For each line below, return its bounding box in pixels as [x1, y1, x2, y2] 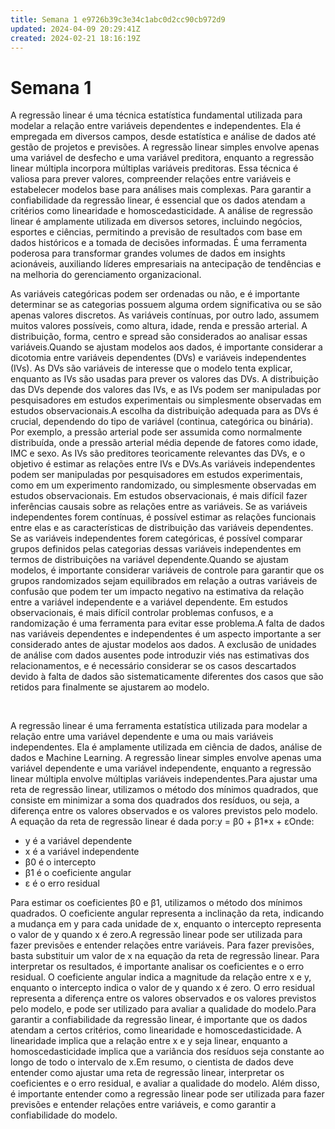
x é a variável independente [24, 846, 140, 858]
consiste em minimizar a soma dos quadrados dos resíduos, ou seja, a [10, 794, 300, 806]
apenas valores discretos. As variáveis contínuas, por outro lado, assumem [10, 309, 320, 321]
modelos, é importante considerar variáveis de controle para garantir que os [10, 564, 325, 576]
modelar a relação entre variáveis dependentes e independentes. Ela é [10, 120, 302, 132]
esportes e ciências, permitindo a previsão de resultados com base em [10, 226, 303, 238]
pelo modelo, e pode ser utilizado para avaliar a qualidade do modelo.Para [10, 1003, 317, 1015]
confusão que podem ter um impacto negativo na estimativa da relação [10, 586, 305, 598]
